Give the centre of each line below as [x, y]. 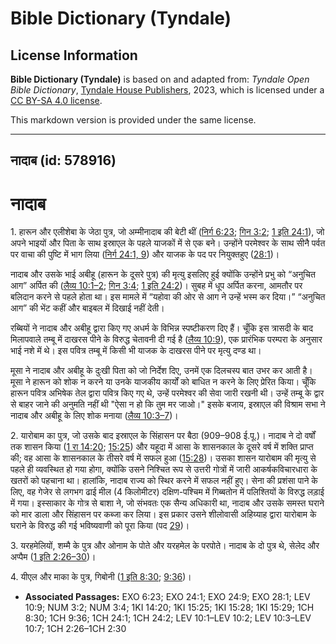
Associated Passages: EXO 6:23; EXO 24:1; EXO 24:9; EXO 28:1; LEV [167, 597]
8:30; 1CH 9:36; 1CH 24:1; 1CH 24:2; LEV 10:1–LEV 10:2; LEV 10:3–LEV [168, 618]
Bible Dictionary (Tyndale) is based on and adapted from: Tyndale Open [160, 79]
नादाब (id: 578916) [63, 160]
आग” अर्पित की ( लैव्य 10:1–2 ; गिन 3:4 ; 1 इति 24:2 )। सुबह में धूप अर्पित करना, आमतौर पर [156, 286]
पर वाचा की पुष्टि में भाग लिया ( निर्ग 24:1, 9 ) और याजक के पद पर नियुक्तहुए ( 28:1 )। [145, 254]
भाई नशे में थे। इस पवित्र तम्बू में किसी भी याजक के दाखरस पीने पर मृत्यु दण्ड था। [136, 351]
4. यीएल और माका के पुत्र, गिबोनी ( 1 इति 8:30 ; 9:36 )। [101, 577]
